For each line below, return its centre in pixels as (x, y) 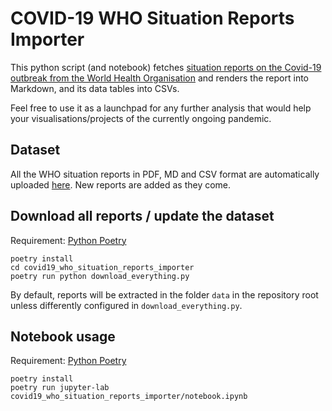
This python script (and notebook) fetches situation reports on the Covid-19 (166, 67)
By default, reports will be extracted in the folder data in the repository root (164, 294)
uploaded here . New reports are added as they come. (121, 184)
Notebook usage (63, 336)
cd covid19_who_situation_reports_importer (102, 267)
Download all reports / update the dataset (142, 216)
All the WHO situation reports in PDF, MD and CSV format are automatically (165, 174)
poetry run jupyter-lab (60, 388)
